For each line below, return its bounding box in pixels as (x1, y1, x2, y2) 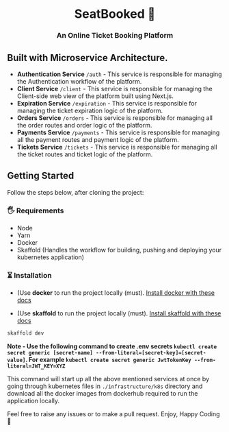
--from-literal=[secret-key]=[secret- (95, 350, 206, 357)
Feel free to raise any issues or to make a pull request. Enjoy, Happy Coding (7, 410, 220, 418)
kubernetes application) (16, 253, 84, 261)
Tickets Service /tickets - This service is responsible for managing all (16, 143, 217, 151)
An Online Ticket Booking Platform (56, 31, 174, 40)
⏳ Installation (7, 270, 53, 280)
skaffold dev (7, 330, 44, 337)
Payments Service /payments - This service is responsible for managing (16, 128, 220, 136)
